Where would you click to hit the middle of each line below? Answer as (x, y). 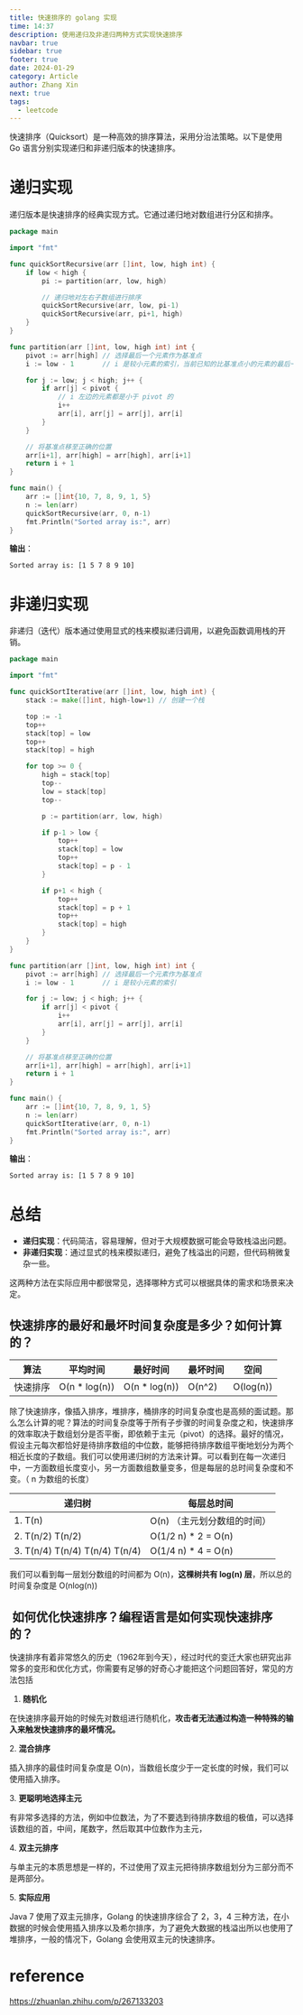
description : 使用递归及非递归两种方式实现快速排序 (96, 34)
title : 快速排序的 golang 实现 (63, 18)
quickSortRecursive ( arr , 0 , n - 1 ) (88, 513)
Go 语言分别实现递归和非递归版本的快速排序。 (95, 148)
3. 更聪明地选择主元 (46, 1798)
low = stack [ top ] (74, 791)
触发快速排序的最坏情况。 (72, 1729)
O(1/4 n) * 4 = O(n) (192, 1551)
